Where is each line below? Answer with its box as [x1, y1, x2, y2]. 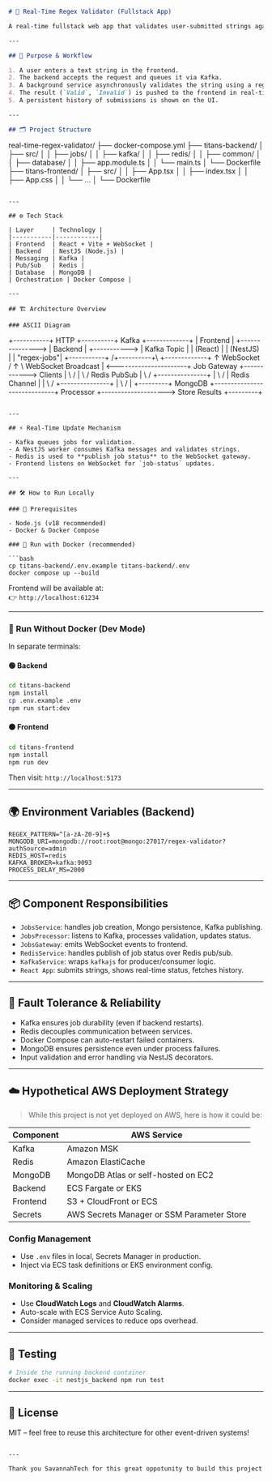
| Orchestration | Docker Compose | [8, 276, 132, 284]
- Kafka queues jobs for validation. [8, 438, 136, 446]
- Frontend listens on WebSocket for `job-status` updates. [8, 459, 216, 468]
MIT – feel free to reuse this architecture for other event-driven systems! [8, 1427, 249, 1437]
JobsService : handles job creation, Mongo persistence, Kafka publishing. [19, 922, 263, 932]
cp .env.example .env [8, 696, 82, 704]
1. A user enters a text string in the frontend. [8, 66, 180, 75]
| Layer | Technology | [8, 225, 104, 234]
